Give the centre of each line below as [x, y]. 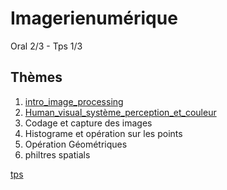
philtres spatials [57, 154]
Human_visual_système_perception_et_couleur [120, 112]
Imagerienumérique [94, 18]
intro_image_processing [74, 101]
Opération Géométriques [76, 144]
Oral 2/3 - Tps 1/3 [46, 46]
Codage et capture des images [88, 123]
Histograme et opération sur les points [103, 133]
